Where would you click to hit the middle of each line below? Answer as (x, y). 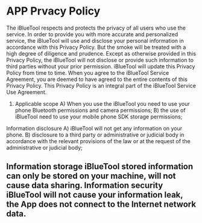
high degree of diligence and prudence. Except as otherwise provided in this (101, 53)
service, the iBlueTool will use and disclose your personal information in (95, 40)
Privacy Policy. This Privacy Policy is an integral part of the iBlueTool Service (101, 85)
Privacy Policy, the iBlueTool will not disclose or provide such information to (100, 60)
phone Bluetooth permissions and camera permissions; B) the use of (100, 110)
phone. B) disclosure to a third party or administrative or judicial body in (95, 135)
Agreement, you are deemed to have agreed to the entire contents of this (97, 79)
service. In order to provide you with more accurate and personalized (92, 34)
